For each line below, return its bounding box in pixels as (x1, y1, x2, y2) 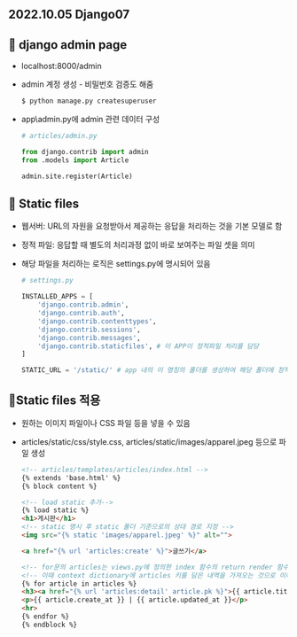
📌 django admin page (8, 37, 128, 52)
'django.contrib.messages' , (37, 333, 141, 342)
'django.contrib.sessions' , (37, 325, 141, 334)
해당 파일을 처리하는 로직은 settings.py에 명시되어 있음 (20, 259, 211, 269)
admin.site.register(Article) (20, 172, 134, 181)
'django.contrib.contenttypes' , (37, 316, 157, 326)
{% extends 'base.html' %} (20, 473, 121, 482)
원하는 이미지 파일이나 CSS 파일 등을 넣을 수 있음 (20, 417, 191, 428)
